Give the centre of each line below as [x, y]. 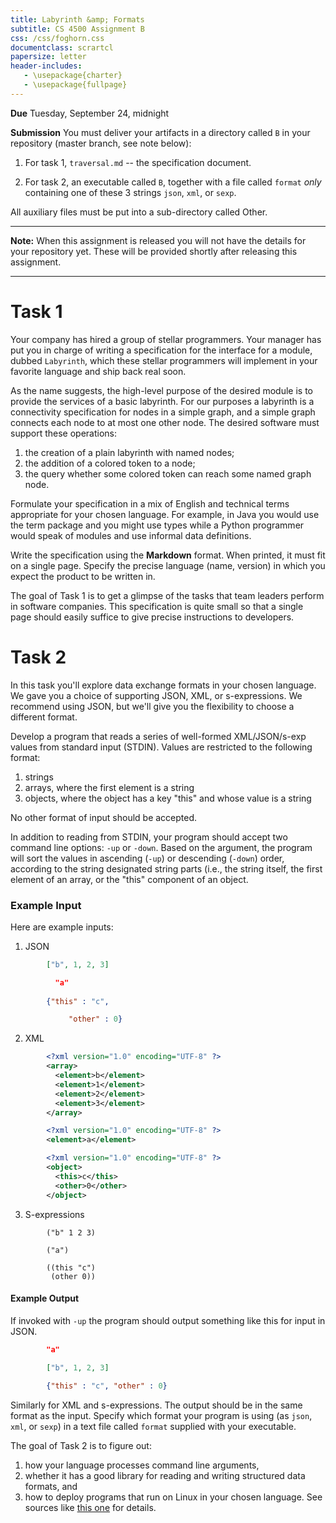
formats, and [51, 1487]
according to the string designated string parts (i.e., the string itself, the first [166, 868]
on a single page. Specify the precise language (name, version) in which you [168, 565]
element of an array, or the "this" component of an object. [129, 879]
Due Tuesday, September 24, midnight [90, 113]
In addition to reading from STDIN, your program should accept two [149, 837]
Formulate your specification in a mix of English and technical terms [150, 503]
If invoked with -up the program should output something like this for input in [168, 1320]
